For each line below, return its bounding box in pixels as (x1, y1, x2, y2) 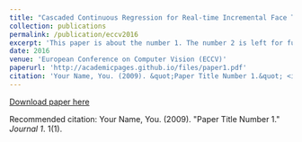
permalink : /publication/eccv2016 (9, 30, 139, 39)
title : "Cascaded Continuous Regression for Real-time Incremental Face (9, 13, 288, 22)
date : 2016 (9, 47, 50, 56)
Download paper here (9, 96, 90, 107)
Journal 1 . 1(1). (9, 123, 63, 134)
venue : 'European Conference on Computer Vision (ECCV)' (9, 55, 227, 64)
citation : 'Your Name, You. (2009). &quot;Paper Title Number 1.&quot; (9, 72, 283, 81)
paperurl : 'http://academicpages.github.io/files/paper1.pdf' (9, 64, 247, 73)
